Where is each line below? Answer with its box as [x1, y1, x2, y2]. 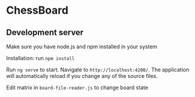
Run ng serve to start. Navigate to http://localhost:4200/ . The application [6, 66, 189, 73]
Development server [6, 27, 84, 37]
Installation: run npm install [6, 55, 75, 61]
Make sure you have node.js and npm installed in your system [6, 43, 158, 50]
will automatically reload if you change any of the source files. [6, 73, 158, 79]
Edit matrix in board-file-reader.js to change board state [6, 84, 149, 91]
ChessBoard [6, 4, 68, 17]
